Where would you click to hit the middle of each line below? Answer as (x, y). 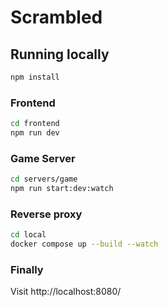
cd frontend (35, 124)
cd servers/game (44, 179)
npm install (35, 77)
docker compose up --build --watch (84, 244)
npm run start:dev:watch (62, 189)
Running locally (60, 54)
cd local (28, 235)
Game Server (43, 158)
